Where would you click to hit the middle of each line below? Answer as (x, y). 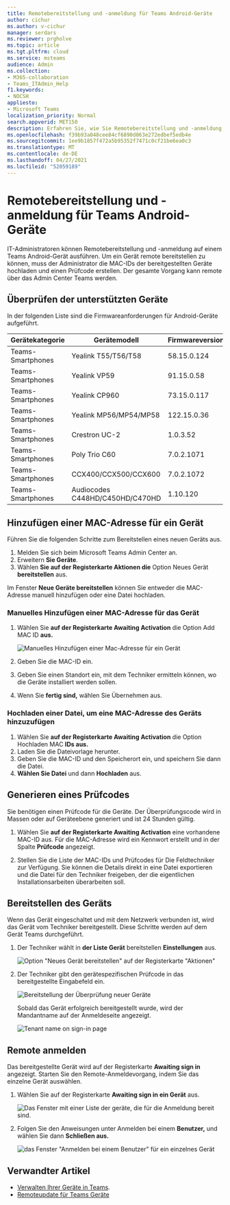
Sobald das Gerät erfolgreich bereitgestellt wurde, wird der (100, 1008)
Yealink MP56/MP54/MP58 (116, 415)
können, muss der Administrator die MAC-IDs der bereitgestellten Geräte (110, 263)
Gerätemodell (116, 340)
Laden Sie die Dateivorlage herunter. (68, 751)
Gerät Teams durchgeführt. (46, 935)
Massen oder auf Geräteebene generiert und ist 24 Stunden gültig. (101, 819)
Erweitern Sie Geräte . (48, 560)
